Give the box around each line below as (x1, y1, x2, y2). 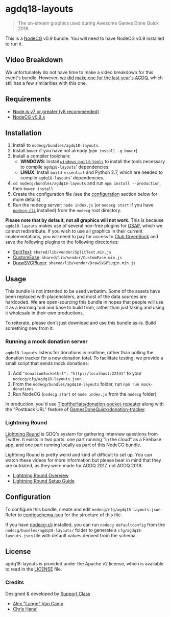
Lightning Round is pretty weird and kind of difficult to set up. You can (5, 451, 153, 458)
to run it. (5, 40, 23, 47)
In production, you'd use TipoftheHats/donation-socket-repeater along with (5, 401, 164, 407)
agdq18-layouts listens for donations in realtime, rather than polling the (5, 350, 154, 356)
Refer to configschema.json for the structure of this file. (5, 512, 123, 518)
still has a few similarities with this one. (5, 80, 87, 86)
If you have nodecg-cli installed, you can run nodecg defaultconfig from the (5, 521, 165, 528)
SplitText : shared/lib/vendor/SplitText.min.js (12, 249, 111, 255)
